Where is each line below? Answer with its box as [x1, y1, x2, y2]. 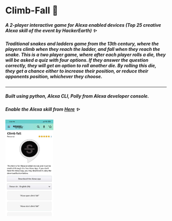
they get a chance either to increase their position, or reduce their [5, 68, 148, 74]
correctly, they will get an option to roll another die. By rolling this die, [5, 63, 157, 69]
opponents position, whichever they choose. [5, 73, 102, 80]
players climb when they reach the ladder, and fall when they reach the [5, 46, 160, 52]
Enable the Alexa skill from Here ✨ [5, 106, 80, 112]
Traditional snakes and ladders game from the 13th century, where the [5, 41, 159, 47]
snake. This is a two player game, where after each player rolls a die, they [5, 51, 166, 58]
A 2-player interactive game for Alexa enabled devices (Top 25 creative [5, 22, 161, 28]
